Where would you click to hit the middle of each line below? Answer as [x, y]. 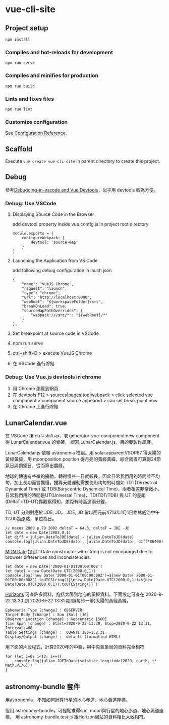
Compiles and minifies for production [52, 75]
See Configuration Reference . [36, 133]
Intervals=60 [19, 628]
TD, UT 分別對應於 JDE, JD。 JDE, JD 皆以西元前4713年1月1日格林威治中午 [82, 512]
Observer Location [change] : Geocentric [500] [56, 619]
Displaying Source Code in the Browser [53, 214]
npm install [18, 40]
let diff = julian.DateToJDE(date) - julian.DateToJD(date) [70, 537]
